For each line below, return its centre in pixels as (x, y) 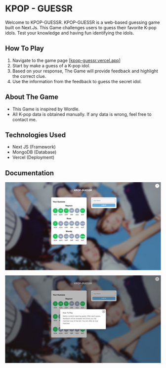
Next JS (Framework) (34, 147)
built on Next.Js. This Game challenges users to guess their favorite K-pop (81, 27)
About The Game (32, 97)
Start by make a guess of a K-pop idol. (51, 65)
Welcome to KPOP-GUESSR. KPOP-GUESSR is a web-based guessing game (83, 22)
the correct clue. (29, 76)
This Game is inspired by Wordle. (46, 109)
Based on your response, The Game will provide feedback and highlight (85, 71)
